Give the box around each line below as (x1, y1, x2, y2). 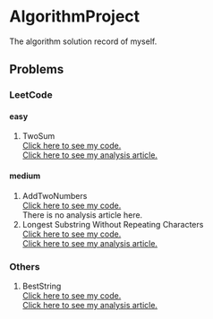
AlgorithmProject (9, 6, 141, 27)
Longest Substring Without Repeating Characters (21, 219, 204, 229)
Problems (9, 62, 64, 77)
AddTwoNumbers (21, 190, 88, 201)
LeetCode (9, 89, 53, 101)
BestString (21, 280, 62, 291)
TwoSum (21, 131, 55, 142)
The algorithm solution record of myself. (9, 36, 158, 47)
